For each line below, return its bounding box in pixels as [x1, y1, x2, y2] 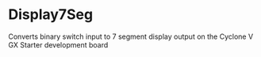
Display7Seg [8, 6, 94, 24]
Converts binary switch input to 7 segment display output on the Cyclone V [8, 32, 254, 41]
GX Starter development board [8, 40, 109, 49]
